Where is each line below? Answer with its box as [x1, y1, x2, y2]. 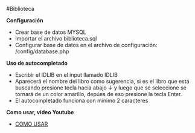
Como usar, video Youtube [6, 109, 74, 115]
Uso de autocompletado [6, 60, 68, 66]
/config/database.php [14, 48, 69, 55]
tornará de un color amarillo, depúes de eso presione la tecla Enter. [14, 91, 182, 97]
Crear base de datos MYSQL [14, 28, 86, 36]
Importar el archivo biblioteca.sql [14, 35, 97, 42]
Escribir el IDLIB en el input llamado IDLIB [14, 71, 118, 78]
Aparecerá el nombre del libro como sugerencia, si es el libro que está [14, 78, 190, 85]
